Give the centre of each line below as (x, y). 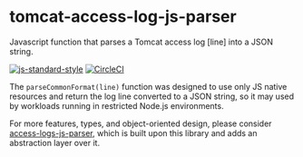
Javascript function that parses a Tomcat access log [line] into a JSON (142, 42)
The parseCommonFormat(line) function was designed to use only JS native (148, 86)
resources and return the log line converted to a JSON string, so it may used (152, 96)
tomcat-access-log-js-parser (123, 17)
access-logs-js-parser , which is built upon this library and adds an (133, 132)
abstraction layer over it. (55, 142)
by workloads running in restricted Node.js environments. (117, 105)
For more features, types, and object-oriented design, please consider (141, 123)
